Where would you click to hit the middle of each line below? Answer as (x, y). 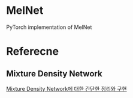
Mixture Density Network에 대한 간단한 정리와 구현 (66, 88)
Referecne (32, 51)
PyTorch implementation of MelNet (49, 27)
